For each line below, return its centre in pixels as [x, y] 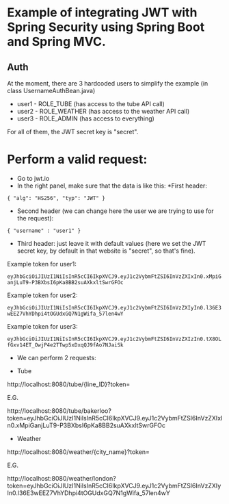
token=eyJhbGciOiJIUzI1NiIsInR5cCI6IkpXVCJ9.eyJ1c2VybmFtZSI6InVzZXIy [114, 486]
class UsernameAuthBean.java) [51, 91]
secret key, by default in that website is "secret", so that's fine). [106, 251]
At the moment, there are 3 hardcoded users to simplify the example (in [108, 83]
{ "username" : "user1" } [44, 231]
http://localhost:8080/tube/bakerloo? [59, 411]
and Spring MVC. [56, 42]
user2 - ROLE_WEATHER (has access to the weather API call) [103, 111]
